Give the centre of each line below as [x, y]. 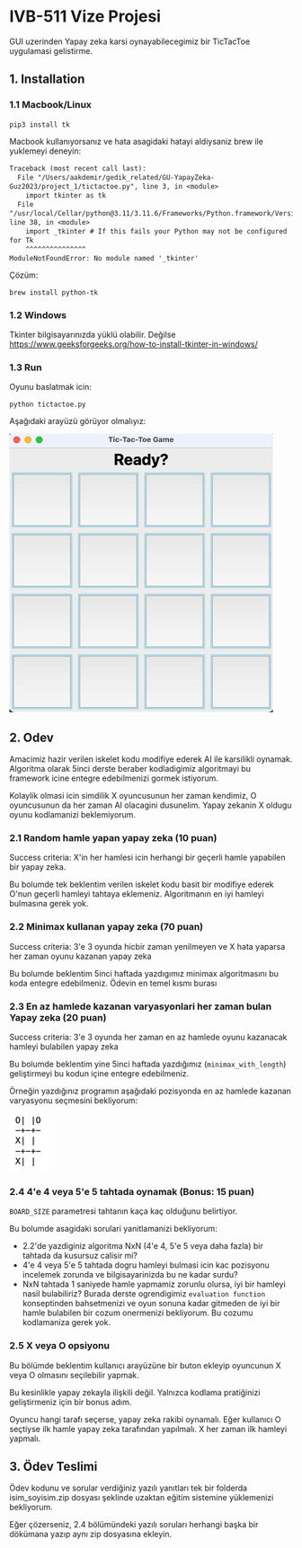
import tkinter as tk [66, 195]
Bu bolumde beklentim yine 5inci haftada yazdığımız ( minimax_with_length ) [148, 1064]
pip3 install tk [40, 124]
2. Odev [31, 737]
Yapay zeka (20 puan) [58, 1017]
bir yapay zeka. [38, 867]
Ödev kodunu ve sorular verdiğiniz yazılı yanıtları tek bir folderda [129, 1488]
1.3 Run [26, 367]
